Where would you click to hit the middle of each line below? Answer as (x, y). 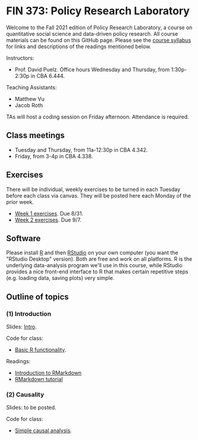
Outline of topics (38, 297)
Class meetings (36, 135)
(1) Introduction (29, 314)
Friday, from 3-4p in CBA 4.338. (54, 156)
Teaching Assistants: (32, 87)
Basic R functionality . (40, 350)
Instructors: (20, 58)
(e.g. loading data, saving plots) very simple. (60, 278)
